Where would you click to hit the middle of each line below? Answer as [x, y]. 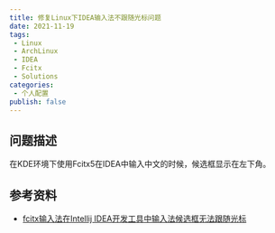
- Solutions [36, 77]
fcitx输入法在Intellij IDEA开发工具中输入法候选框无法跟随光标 [134, 219]
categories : [32, 85]
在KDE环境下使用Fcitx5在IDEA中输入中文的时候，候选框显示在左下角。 [140, 164]
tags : [19, 34]
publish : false [38, 102]
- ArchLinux [36, 51]
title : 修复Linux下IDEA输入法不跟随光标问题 [86, 18]
